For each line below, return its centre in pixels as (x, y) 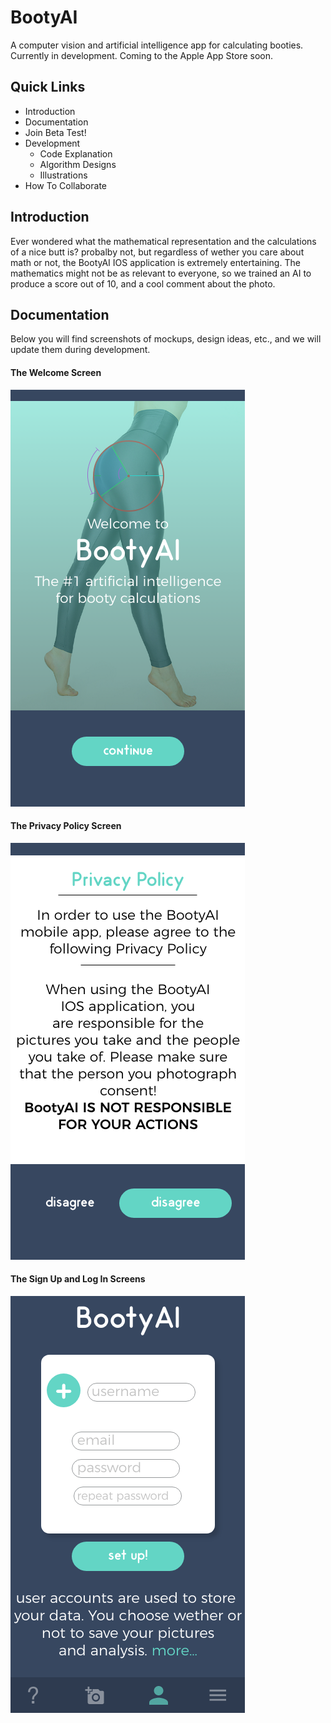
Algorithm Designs (78, 164)
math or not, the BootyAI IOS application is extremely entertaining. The (155, 262)
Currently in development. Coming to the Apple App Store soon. (142, 55)
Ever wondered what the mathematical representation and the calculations (163, 241)
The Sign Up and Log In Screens (78, 1279)
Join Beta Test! (55, 132)
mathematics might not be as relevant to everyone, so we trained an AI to (161, 273)
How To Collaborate (65, 185)
